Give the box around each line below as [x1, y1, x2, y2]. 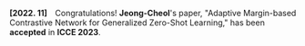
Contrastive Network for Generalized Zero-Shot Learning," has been [9, 17, 266, 28]
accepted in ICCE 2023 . [9, 27, 102, 37]
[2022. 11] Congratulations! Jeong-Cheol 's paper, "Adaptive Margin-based [9, 8, 297, 18]
